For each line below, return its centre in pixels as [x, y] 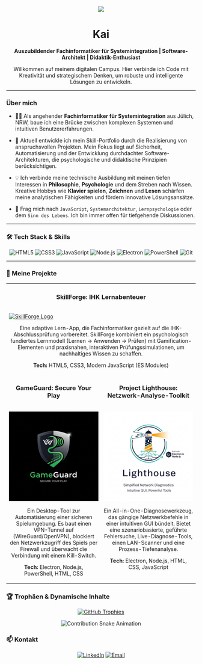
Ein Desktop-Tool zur [54, 511]
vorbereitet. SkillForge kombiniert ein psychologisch [124, 334]
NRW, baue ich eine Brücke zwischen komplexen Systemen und [94, 123]
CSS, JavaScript [148, 567]
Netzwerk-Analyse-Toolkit [148, 396]
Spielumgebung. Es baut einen [54, 524]
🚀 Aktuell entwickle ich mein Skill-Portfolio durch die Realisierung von [101, 141]
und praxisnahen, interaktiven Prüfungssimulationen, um [115, 347]
